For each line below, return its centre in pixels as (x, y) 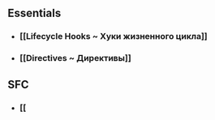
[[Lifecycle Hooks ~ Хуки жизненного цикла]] (113, 36)
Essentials (34, 13)
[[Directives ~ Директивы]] (75, 58)
